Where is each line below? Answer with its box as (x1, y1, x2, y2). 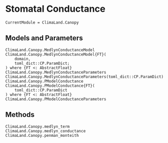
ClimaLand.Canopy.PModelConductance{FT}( (5, 83, 95, 88)
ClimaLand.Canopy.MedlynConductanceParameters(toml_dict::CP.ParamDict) (5, 74, 164, 79)
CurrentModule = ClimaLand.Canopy (5, 20, 79, 25)
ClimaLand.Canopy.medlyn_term (5, 124, 70, 129)
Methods (5, 110, 35, 119)
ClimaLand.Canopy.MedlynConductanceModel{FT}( (5, 52, 107, 57)
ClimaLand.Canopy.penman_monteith (5, 133, 79, 138)
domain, (14, 56, 31, 61)
